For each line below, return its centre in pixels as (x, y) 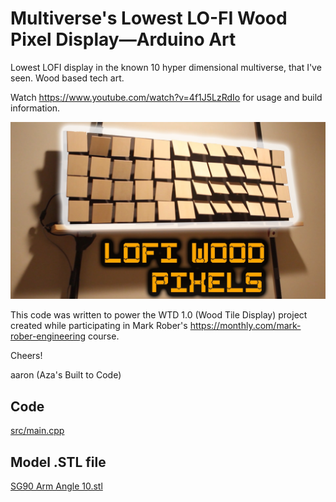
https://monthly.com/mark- (245, 326)
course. (103, 336)
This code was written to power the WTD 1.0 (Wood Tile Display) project (159, 315)
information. (35, 108)
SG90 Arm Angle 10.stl (56, 486)
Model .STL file (58, 462)
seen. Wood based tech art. (67, 78)
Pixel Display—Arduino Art (123, 39)
